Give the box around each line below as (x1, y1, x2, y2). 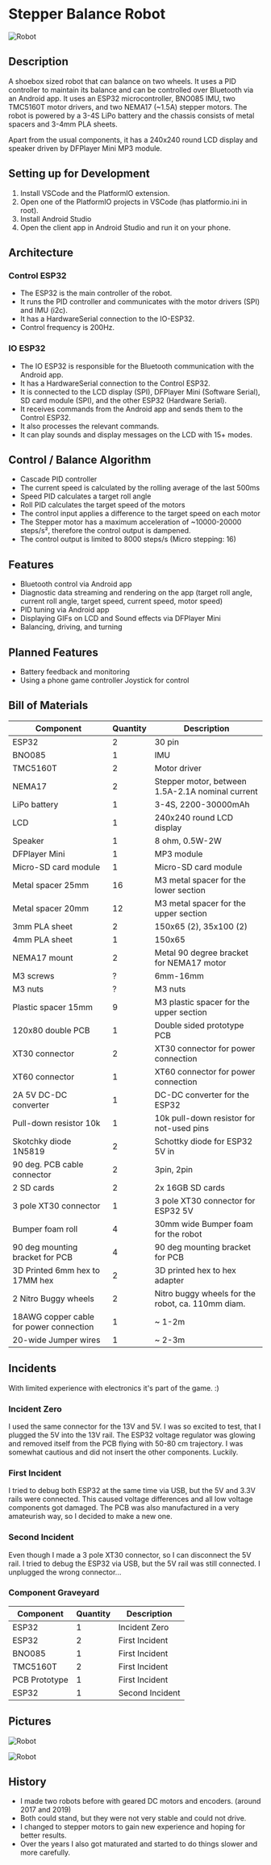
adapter (154, 1275, 184, 1286)
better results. (19, 1830, 67, 1840)
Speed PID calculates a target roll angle (19, 491, 152, 501)
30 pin (154, 736, 180, 747)
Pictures (8, 1715, 52, 1729)
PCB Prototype (12, 1674, 69, 1685)
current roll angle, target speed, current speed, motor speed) (19, 596, 223, 606)
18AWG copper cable (12, 1311, 95, 1322)
